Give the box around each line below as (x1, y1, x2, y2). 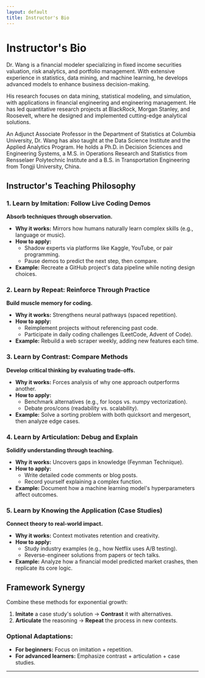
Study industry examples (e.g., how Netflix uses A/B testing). (24, 545, 178, 553)
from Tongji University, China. (6, 163, 81, 170)
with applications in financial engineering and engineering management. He (6, 99, 196, 106)
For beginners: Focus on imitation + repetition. (15, 646, 133, 654)
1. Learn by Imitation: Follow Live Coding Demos (6, 199, 151, 207)
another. (15, 385, 37, 392)
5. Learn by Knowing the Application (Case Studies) (6, 506, 163, 515)
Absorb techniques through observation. (6, 213, 113, 220)
